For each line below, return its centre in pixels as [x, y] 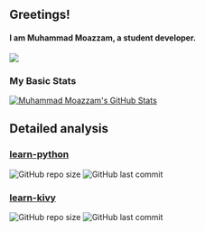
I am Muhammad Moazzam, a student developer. [103, 37]
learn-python [39, 154]
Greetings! [40, 15]
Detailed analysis [59, 129]
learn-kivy [33, 198]
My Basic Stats [43, 80]
